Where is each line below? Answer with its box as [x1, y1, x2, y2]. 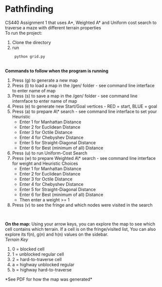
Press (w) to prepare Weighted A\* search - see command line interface [12, 155, 156, 161]
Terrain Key [5, 236, 28, 243]
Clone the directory [12, 39, 51, 45]
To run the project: [5, 30, 42, 36]
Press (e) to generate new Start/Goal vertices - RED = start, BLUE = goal [12, 103, 157, 109]
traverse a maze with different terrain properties [5, 24, 101, 30]
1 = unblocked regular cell [12, 251, 64, 257]
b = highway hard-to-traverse [12, 266, 72, 272]
